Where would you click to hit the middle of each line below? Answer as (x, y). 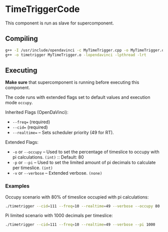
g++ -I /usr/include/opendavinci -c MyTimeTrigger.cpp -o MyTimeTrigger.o (85, 50)
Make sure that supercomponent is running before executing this (72, 82)
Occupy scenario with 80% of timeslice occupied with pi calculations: (77, 197)
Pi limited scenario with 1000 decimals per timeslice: (59, 216)
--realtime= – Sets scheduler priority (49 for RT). (63, 133)
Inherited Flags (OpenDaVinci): (37, 112)
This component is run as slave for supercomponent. (59, 23)
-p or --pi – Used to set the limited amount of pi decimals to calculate (84, 163)
